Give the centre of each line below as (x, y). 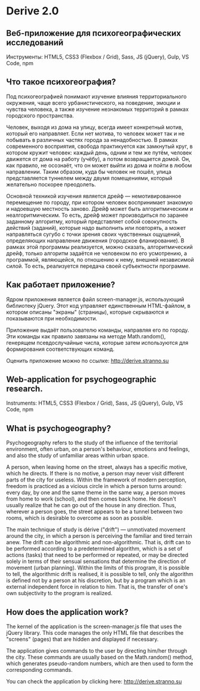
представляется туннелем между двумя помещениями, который (89, 178)
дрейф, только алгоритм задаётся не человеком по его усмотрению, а (97, 253)
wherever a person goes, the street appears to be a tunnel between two (95, 512)
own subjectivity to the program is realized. (59, 593)
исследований (35, 42)
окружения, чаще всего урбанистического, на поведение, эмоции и (93, 102)
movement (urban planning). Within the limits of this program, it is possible (98, 568)
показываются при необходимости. (52, 318)
